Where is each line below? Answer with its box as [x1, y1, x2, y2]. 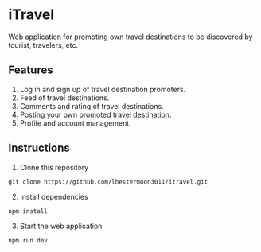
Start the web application [19, 221, 103, 231]
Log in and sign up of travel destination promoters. [19, 84, 186, 94]
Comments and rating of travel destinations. [19, 101, 165, 110]
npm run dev [8, 236, 48, 244]
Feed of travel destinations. [19, 93, 110, 103]
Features [8, 64, 53, 77]
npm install [8, 207, 48, 215]
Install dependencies [19, 192, 89, 201]
